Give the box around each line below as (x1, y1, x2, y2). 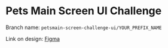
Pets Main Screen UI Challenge (5, 4, 162, 18)
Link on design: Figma (5, 35, 60, 42)
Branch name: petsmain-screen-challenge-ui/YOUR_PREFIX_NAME (5, 24, 162, 31)
